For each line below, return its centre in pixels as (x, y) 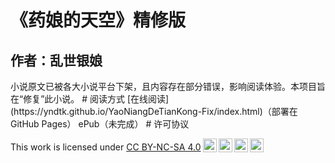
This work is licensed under (67, 147)
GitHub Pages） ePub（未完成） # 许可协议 (100, 124)
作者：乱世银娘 (56, 60)
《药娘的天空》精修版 (98, 20)
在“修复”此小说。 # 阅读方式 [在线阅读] (90, 99)
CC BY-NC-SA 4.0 (164, 147)
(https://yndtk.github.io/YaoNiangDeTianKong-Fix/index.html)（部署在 (154, 111)
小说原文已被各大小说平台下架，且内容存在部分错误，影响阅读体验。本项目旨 (168, 86)
